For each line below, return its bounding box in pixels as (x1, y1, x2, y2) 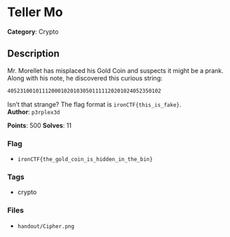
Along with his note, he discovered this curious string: (7, 74, 163, 82)
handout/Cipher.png (17, 222, 75, 230)
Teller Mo (7, 4, 63, 20)
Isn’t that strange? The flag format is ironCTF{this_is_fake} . (7, 100, 182, 109)
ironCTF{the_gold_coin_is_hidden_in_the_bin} (17, 156, 153, 163)
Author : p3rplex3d (7, 107, 60, 116)
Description (7, 48, 60, 60)
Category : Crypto (7, 27, 59, 36)
